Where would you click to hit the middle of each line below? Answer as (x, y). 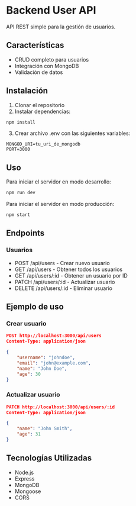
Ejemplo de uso (35, 307)
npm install (21, 122)
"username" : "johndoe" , (46, 357)
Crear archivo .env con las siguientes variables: (72, 133)
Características (35, 45)
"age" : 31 (29, 434)
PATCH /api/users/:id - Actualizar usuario (65, 282)
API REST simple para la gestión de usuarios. (61, 27)
